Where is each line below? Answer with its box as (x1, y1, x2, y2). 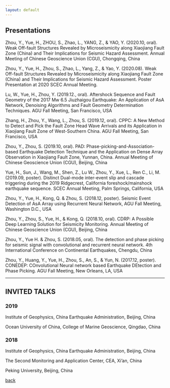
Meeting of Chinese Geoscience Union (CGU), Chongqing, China (5, 56, 140, 62)
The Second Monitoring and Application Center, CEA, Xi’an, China (5, 358, 142, 364)
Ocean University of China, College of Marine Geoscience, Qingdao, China (5, 324, 161, 330)
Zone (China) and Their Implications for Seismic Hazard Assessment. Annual (5, 50, 165, 56)
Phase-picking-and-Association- (86, 143, 155, 149)
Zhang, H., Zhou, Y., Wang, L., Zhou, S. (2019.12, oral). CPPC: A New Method (5, 118, 165, 124)
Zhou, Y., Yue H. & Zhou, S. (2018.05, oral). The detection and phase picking (5, 237, 164, 243)
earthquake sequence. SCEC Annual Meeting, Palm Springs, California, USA (5, 185, 163, 191)
